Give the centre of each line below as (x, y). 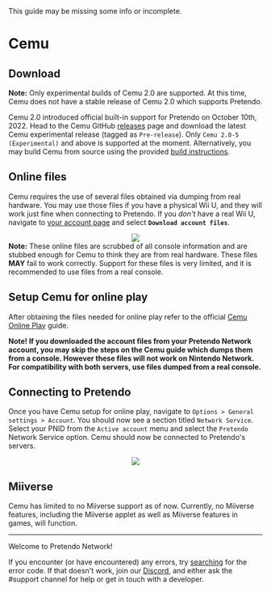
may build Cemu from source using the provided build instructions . (119, 152)
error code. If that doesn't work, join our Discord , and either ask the (121, 571)
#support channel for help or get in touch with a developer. (106, 579)
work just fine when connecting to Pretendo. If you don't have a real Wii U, (132, 214)
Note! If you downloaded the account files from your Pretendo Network (130, 340)
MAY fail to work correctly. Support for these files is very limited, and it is (130, 263)
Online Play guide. (38, 325)
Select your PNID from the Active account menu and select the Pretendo (128, 429)
